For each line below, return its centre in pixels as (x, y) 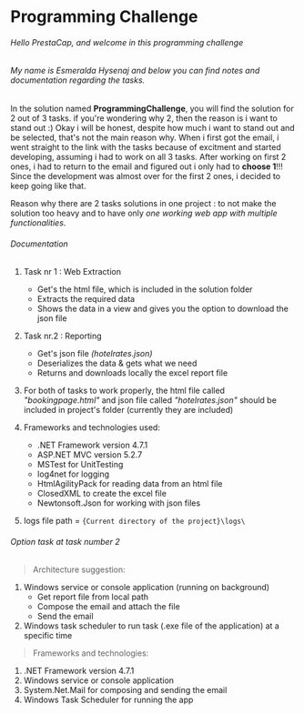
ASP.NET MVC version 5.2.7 (90, 455)
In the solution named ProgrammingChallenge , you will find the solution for (152, 108)
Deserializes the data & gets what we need (117, 363)
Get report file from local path (93, 597)
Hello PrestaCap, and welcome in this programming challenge (127, 42)
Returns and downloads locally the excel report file (132, 373)
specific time (48, 636)
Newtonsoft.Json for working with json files (119, 503)
